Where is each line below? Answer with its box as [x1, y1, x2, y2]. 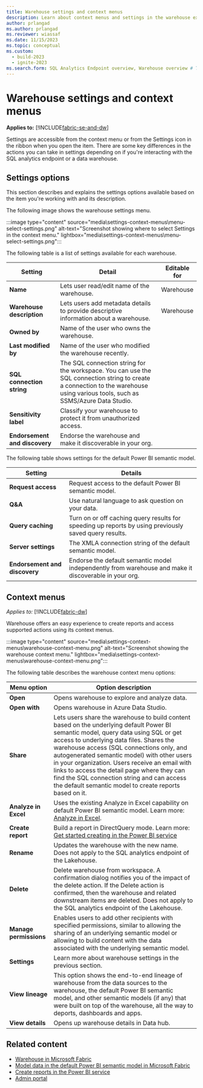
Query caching [9, 522, 53, 530]
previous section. [53, 961, 103, 969]
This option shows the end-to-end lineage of [53, 971, 183, 979]
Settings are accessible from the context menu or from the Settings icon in [6, 136, 192, 143]
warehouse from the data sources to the [53, 978, 167, 987]
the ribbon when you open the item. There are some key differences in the [6, 142, 192, 149]
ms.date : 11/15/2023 [6, 37, 59, 43]
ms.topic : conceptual [6, 43, 61, 49]
